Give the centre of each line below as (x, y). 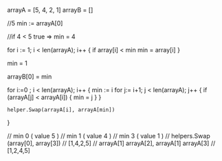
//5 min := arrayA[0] (35, 23)
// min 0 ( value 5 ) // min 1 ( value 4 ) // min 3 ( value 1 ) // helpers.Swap (109, 136)
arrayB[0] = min (30, 76)
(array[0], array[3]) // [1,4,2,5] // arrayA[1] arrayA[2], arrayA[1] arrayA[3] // (111, 143)
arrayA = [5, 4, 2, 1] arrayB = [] (50, 10)
